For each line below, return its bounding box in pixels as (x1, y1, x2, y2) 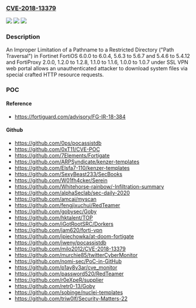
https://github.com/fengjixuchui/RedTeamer (14, 201, 121, 208)
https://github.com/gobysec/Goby (14, 208, 97, 215)
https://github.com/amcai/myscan (14, 195, 97, 203)
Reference (6, 100, 32, 107)
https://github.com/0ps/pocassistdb (14, 139, 102, 146)
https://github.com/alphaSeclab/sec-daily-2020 (14, 189, 130, 196)
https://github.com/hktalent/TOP (14, 214, 93, 221)
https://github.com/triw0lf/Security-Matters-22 (14, 295, 128, 302)
